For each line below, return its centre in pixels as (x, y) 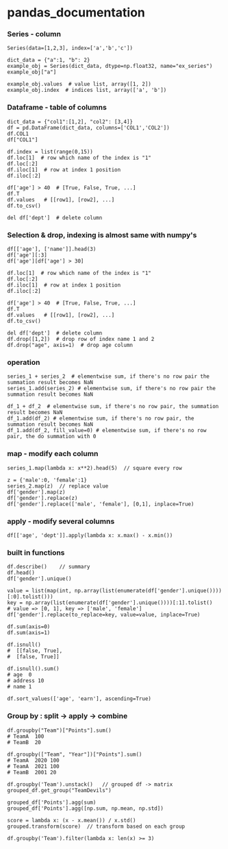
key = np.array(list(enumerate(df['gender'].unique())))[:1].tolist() (110, 603)
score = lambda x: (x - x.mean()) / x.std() (72, 820)
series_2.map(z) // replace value (58, 486)
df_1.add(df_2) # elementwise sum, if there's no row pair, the (101, 419)
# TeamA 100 (26, 736)
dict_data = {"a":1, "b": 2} (49, 60)
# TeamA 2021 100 (33, 766)
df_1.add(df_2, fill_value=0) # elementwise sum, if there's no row (107, 431)
